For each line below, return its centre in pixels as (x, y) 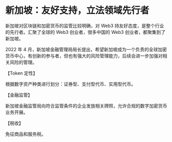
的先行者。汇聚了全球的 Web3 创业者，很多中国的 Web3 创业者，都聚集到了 (85, 32)
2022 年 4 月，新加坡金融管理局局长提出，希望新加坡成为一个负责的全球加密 (86, 49)
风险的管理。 (23, 62)
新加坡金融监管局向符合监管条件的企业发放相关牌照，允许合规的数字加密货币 (86, 106)
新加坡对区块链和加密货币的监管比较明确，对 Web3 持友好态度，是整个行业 (85, 26)
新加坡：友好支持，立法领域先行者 (78, 11)
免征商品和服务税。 (26, 134)
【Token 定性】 (22, 73)
